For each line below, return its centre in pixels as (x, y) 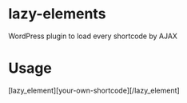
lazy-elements (57, 14)
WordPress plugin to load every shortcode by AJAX (93, 36)
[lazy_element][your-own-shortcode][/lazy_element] (94, 90)
